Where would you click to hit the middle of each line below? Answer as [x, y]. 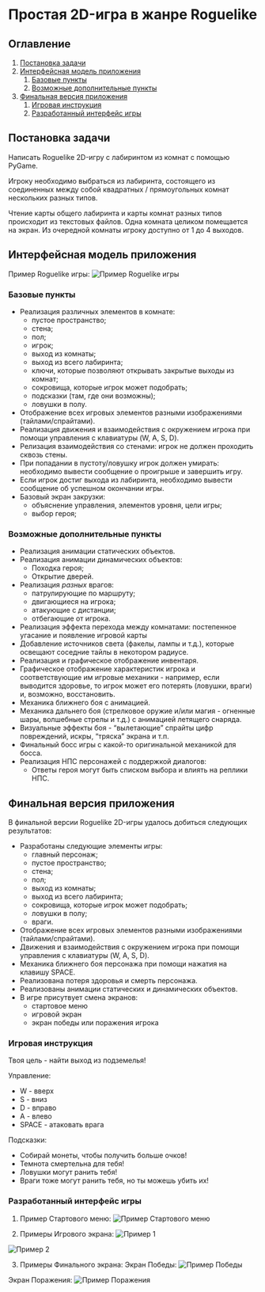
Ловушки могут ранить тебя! [68, 1172]
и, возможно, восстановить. [68, 694]
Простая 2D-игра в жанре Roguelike [133, 15]
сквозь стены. [44, 454]
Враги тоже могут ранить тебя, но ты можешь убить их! [114, 1180]
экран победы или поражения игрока [95, 1023]
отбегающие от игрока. [71, 618]
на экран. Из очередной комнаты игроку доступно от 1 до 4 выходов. [126, 230]
